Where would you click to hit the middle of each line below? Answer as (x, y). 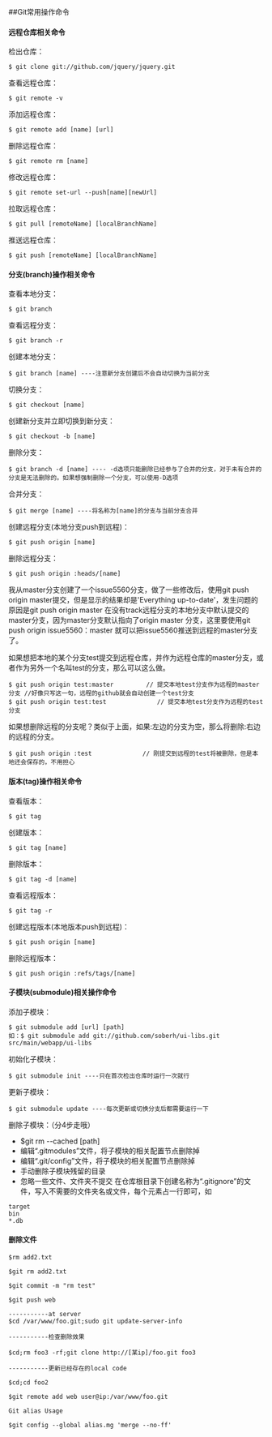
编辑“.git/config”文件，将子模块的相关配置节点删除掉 (108, 1160)
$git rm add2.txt (38, 1272)
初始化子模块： (33, 1059)
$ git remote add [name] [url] (61, 130)
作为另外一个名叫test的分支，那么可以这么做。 (92, 668)
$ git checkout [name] (47, 405)
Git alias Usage (36, 1411)
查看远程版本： (33, 895)
